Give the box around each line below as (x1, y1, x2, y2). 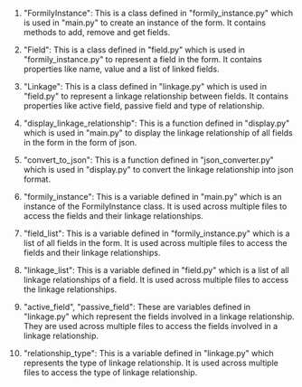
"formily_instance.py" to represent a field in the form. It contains (23, 54, 263, 64)
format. (23, 174, 52, 184)
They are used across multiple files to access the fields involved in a (23, 321, 278, 331)
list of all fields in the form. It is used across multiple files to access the (23, 238, 288, 248)
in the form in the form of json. (23, 137, 137, 147)
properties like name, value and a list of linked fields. (23, 63, 220, 74)
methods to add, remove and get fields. (23, 27, 171, 37)
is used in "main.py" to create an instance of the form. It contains (23, 17, 267, 28)
